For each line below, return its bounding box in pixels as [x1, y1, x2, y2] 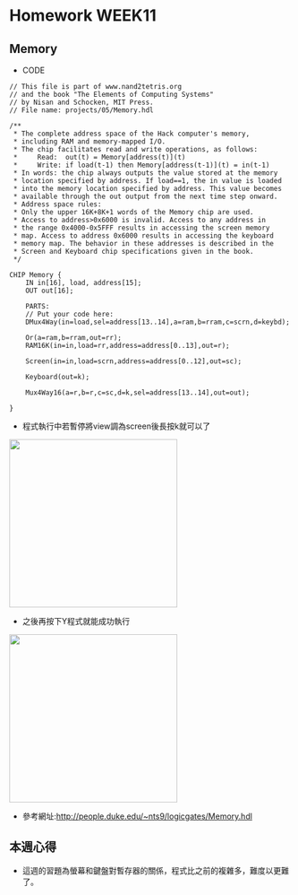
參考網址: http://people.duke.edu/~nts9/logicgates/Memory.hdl [21, 811, 253, 821]
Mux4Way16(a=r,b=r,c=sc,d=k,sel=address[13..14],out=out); [25, 388, 251, 397]
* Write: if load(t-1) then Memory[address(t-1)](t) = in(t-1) [13, 161, 270, 169]
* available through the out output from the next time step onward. [13, 192, 278, 201]
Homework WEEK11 [9, 5, 157, 26]
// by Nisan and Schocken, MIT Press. [9, 98, 154, 107]
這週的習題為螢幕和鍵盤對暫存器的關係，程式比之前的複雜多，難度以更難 [21, 865, 289, 875]
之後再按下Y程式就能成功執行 [21, 616, 131, 626]
